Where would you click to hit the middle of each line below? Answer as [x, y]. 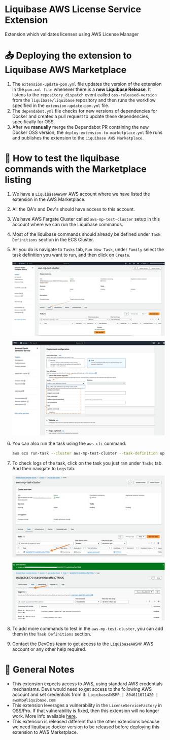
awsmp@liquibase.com [34, 700]
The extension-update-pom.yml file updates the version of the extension [87, 84]
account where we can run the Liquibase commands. [68, 224]
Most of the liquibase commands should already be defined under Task [86, 234]
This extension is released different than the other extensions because [86, 721]
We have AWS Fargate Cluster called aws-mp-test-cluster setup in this [86, 219]
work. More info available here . [44, 716]
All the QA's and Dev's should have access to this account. [73, 209]
